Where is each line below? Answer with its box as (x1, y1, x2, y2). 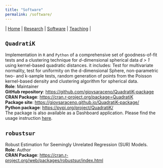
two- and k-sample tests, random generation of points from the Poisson (5, 73, 152, 79)
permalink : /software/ (5, 12, 52, 17)
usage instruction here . (5, 115, 53, 121)
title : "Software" (5, 7, 43, 12)
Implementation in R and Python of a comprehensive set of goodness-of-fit (5, 52, 158, 58)
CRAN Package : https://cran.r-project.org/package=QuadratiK (5, 94, 134, 100)
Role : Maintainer (5, 84, 39, 89)
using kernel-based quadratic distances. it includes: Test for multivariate (5, 63, 154, 69)
